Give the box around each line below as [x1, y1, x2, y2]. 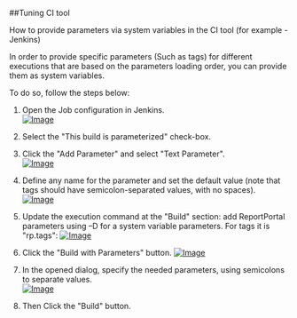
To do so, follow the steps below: [9, 88, 130, 98]
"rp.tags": [21, 230, 59, 241]
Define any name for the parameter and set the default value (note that [21, 175, 281, 186]
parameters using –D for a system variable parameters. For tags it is [21, 221, 270, 231]
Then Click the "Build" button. [21, 301, 131, 311]
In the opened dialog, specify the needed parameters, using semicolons [21, 265, 285, 274]
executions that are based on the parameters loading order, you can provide [9, 61, 287, 71]
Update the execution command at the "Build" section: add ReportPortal [21, 211, 285, 221]
